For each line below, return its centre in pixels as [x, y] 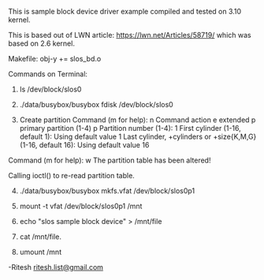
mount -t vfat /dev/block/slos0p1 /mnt [81, 206]
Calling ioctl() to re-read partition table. [72, 175]
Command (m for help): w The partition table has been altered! [110, 160]
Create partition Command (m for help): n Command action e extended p [138, 120]
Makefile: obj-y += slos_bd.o [55, 59]
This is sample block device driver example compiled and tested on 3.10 [125, 11]
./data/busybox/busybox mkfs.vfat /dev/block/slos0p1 [107, 191]
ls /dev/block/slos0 [50, 89]
